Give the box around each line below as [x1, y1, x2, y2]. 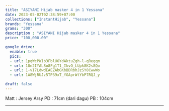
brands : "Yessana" [5, 21, 44, 27]
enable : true [10, 49, 37, 54]
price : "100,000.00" [5, 36, 49, 41]
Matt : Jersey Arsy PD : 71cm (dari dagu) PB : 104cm [5, 95, 114, 101]
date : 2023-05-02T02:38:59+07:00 [5, 12, 75, 17]
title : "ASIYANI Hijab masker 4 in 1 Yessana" [5, 7, 105, 13]
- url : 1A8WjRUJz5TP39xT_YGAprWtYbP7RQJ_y [10, 72, 100, 78]
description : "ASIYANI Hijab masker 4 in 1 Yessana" [5, 31, 121, 36]
